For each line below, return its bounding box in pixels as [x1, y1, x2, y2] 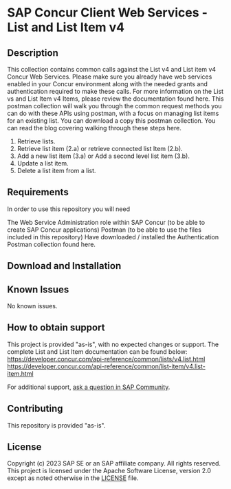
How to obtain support [7, 322, 105, 334]
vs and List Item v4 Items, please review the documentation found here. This [7, 94, 224, 103]
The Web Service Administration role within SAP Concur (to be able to [7, 218, 205, 226]
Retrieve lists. [16, 137, 56, 146]
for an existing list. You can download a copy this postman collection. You [7, 117, 216, 125]
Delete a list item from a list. [16, 167, 96, 174]
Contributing [7, 403, 63, 415]
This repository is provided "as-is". [7, 421, 106, 429]
